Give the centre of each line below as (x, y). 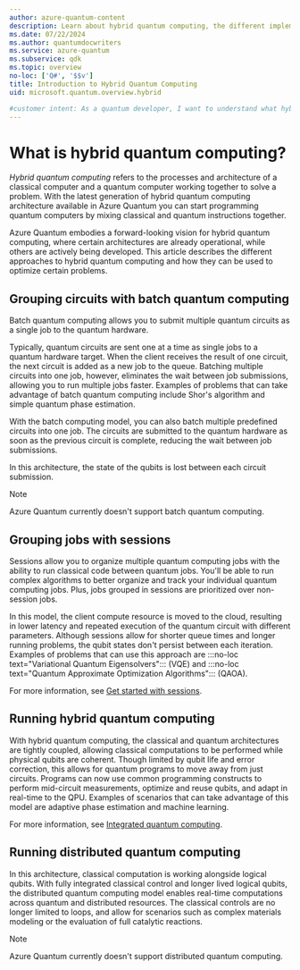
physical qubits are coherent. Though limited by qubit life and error (132, 759)
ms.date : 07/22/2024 (48, 34)
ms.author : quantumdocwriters (66, 42)
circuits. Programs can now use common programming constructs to (136, 778)
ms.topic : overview (46, 68)
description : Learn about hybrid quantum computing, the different (137, 26)
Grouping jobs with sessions (90, 540)
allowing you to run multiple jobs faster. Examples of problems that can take (149, 385)
